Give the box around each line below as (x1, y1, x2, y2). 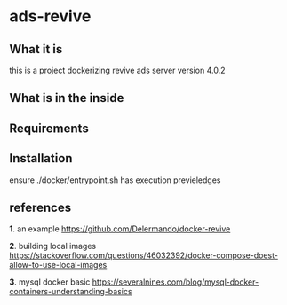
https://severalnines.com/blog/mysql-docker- (92, 277, 259, 287)
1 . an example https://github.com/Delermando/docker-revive (9, 223, 231, 234)
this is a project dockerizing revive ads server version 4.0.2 (9, 65, 226, 75)
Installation (9, 151, 73, 166)
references (9, 199, 72, 215)
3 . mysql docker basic (9, 277, 91, 287)
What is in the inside (9, 90, 124, 106)
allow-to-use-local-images (9, 260, 108, 270)
